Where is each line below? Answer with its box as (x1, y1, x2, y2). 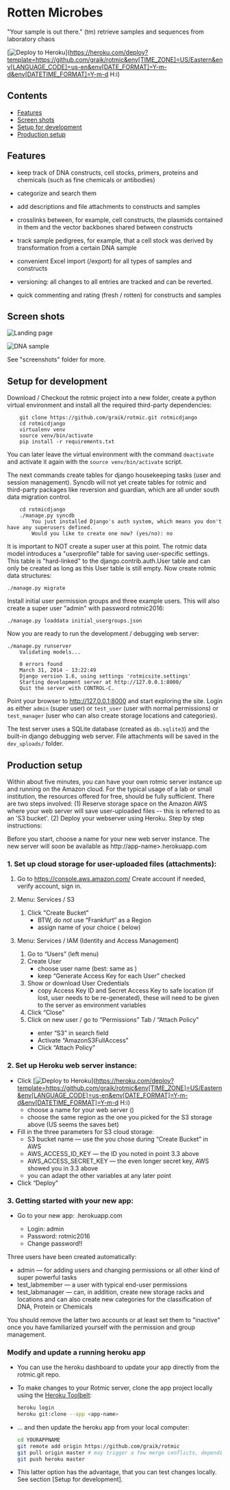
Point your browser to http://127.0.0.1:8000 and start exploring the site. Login (7, 697, 223, 705)
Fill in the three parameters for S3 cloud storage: (16, 1127, 154, 1135)
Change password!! (27, 1239, 83, 1247)
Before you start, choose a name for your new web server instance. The (7, 835, 210, 843)
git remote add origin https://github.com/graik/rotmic (16, 1443, 180, 1449)
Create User (27, 957, 62, 966)
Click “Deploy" (16, 1179, 59, 1187)
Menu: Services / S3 (16, 896, 75, 904)
